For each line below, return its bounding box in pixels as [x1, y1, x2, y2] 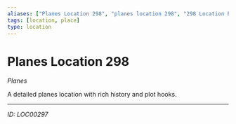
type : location [7, 23, 52, 30]
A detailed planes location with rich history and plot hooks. [7, 90, 177, 99]
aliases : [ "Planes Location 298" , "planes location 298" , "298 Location [7, 10, 225, 18]
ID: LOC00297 [7, 110, 48, 119]
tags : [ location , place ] [7, 17, 80, 24]
